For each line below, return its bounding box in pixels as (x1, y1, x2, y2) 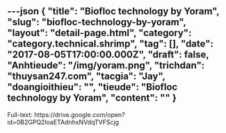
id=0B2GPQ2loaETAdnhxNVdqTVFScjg (7, 118, 120, 126)
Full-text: (7, 110, 33, 118)
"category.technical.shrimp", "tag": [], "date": (7, 38, 213, 50)
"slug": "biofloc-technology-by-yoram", (7, 17, 186, 28)
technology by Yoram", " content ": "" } (7, 92, 177, 104)
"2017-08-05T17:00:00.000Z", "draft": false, (7, 48, 209, 61)
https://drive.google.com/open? (34, 110, 125, 118)
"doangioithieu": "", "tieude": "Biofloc (7, 81, 178, 93)
